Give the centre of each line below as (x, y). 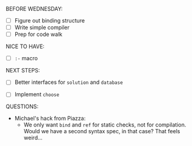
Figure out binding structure (50, 20)
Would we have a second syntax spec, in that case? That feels (102, 131)
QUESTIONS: (22, 106)
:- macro (26, 58)
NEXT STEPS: (23, 71)
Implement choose (37, 94)
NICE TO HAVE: (25, 47)
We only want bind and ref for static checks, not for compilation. (105, 125)
